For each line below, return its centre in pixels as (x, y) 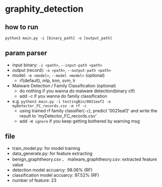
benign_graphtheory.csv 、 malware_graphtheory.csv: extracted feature (84, 159)
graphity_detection (44, 9)
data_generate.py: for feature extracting (52, 153)
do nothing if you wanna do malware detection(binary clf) (77, 91)
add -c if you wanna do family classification (63, 96)
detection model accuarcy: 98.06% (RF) (52, 170)
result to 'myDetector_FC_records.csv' (58, 116)
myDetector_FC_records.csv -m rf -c (49, 106)
